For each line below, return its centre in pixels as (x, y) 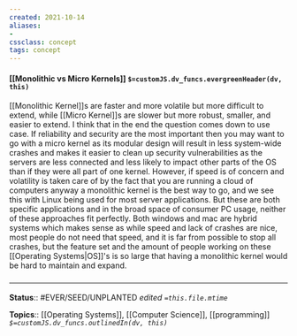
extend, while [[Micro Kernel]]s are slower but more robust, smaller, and (140, 115)
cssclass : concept (43, 42)
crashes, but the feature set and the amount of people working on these (140, 247)
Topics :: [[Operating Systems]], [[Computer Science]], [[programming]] (140, 314)
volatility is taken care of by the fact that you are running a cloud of (131, 181)
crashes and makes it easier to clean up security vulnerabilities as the (136, 153)
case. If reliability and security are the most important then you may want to (147, 134)
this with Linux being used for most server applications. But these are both (145, 200)
